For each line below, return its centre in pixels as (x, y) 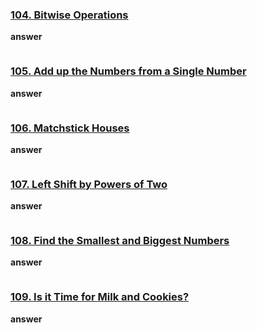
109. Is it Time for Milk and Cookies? (100, 297)
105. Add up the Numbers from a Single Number (128, 71)
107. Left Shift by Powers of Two (89, 184)
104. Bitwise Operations (69, 15)
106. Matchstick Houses (70, 128)
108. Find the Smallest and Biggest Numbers (120, 241)
